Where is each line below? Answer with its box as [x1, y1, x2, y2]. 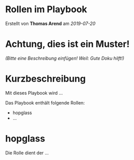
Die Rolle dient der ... [5, 149, 49, 156]
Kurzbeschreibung [5, 73, 86, 85]
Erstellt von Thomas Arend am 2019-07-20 [5, 20, 95, 26]
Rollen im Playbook [5, 4, 87, 15]
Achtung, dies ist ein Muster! [5, 38, 130, 50]
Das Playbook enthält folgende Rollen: [5, 99, 85, 105]
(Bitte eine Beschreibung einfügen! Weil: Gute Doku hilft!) [5, 55, 124, 61]
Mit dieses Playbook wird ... [5, 90, 63, 96]
